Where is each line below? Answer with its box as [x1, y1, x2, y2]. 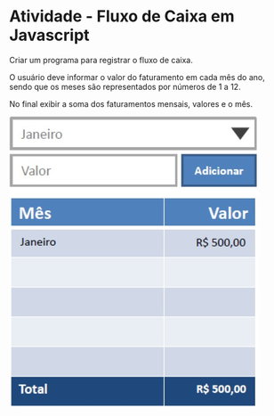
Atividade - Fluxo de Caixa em [9, 6, 235, 27]
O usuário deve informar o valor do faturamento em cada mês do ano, [9, 71, 265, 82]
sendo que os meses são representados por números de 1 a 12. [9, 81, 242, 92]
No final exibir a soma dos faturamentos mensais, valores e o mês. [9, 98, 254, 109]
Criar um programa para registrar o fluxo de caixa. [9, 54, 193, 65]
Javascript [9, 25, 91, 45]
